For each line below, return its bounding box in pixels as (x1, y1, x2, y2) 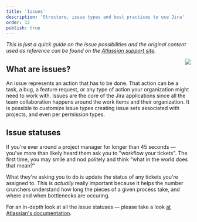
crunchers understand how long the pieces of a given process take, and (6, 186, 180, 193)
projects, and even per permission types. (6, 111, 106, 118)
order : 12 (6, 19, 30, 25)
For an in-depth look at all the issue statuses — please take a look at (6, 203, 171, 210)
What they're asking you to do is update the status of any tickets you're (6, 173, 179, 180)
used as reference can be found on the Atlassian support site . (6, 47, 157, 54)
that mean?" (6, 162, 36, 169)
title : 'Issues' (6, 8, 46, 15)
